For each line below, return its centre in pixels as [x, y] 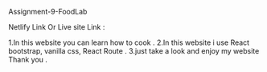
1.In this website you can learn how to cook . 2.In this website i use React [129, 42]
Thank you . [28, 60]
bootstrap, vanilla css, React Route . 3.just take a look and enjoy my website [134, 51]
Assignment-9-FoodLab [48, 12]
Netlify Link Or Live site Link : [57, 27]
